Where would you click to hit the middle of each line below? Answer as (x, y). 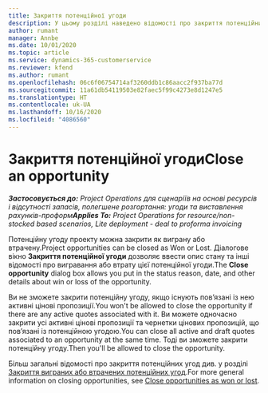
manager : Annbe (33, 38)
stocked (22, 224)
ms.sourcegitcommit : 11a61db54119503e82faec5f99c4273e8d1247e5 (116, 90)
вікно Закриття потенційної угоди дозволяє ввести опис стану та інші (129, 256)
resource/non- (211, 215)
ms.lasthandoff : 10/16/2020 (55, 113)
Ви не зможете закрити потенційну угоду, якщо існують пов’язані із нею (132, 297)
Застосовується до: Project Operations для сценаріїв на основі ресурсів (133, 198)
